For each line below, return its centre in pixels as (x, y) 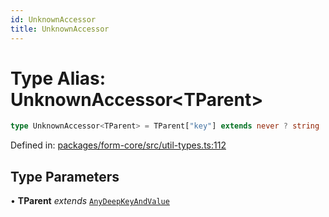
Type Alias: (58, 78)
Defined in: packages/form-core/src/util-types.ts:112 (118, 145)
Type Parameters (65, 176)
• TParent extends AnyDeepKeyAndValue (90, 201)
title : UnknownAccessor (60, 29)
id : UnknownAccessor (53, 19)
